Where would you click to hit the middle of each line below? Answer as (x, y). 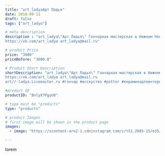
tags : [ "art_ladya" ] (26, 23)
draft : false (18, 19)
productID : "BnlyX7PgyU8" (31, 95)
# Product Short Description (35, 68)
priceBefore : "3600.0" (28, 59)
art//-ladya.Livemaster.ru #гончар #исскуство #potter (62, 82)
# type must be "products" (33, 104)
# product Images (23, 117)
